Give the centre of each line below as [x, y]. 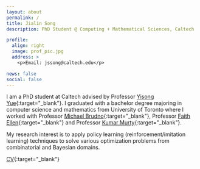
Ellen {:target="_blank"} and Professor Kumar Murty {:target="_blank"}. [94, 123]
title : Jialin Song [31, 23]
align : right [28, 46]
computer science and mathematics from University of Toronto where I [95, 110]
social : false [24, 79]
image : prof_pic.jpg [38, 52]
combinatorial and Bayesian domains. [53, 148]
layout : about [24, 12]
